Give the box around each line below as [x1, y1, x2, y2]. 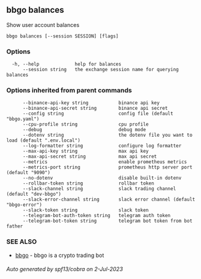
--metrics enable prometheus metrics [22, 159, 188, 165]
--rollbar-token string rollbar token [22, 180, 155, 186]
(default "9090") [6, 170, 51, 176]
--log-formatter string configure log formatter [22, 143, 182, 149]
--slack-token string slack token [22, 207, 149, 213]
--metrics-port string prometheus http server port [22, 164, 192, 170]
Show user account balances [6, 21, 79, 28]
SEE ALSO [6, 237, 37, 246]
